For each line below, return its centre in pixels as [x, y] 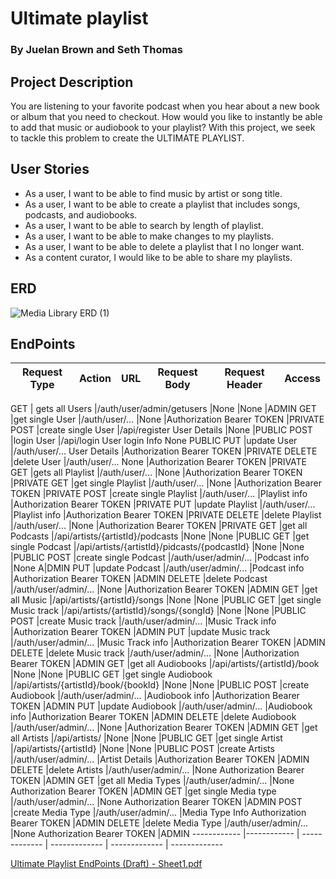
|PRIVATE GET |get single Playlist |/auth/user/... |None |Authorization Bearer [166, 483]
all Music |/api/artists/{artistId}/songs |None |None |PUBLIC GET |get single [166, 600]
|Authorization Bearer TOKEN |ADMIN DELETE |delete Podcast [139, 579]
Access [302, 379]
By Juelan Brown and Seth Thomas [97, 50]
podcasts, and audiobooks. [81, 214]
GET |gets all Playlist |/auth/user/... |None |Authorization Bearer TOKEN [156, 473]
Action [95, 379]
